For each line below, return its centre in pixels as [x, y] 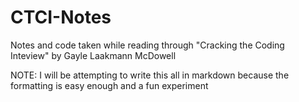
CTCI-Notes [61, 17]
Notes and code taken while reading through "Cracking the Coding [147, 45]
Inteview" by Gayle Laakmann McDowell [93, 55]
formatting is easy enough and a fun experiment [109, 85]
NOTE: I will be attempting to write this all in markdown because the [150, 75]
